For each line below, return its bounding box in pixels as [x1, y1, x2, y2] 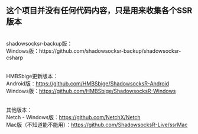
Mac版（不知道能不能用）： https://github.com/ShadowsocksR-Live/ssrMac [6, 121, 188, 128]
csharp [6, 54, 24, 61]
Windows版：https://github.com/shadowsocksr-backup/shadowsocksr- [6, 47, 181, 55]
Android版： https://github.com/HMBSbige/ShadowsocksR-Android [6, 79, 170, 87]
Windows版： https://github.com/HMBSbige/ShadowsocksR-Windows [6, 87, 176, 94]
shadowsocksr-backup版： [6, 40, 73, 47]
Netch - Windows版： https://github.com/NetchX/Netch [6, 113, 141, 120]
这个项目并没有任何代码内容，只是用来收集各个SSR [6, 5, 193, 16]
